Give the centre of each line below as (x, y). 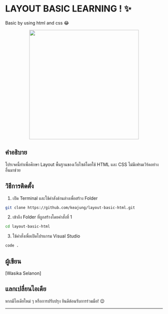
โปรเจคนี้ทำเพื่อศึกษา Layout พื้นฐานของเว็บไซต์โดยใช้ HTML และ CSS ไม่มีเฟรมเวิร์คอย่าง (82, 164)
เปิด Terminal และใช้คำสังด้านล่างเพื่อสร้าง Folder (55, 198)
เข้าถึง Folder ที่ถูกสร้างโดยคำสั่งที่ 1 (42, 217)
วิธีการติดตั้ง (19, 186)
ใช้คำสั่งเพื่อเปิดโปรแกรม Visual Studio (46, 236)
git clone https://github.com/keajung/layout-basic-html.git (70, 207)
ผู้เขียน (13, 261)
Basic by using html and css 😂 (37, 22)
